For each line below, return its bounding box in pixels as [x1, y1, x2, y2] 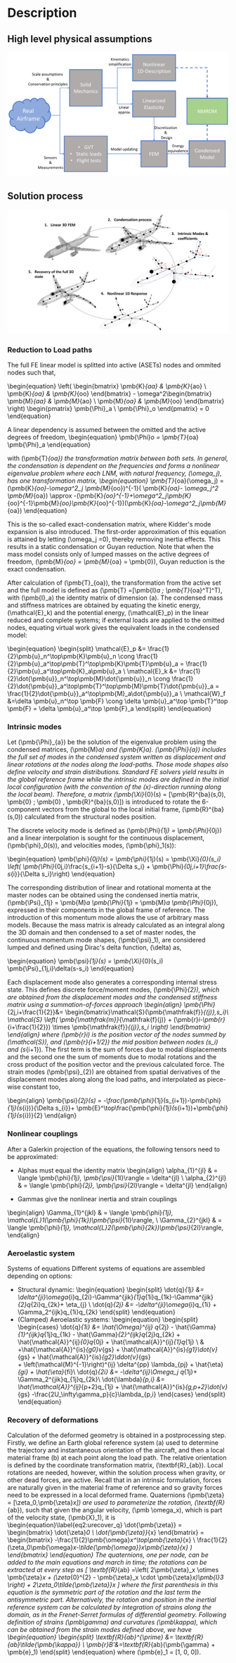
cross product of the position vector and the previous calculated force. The [7, 1061, 225, 1069]
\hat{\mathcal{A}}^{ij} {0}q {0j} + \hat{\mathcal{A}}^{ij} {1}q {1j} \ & [17, 1338, 204, 1346]
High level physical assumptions [7, 33, 152, 45]
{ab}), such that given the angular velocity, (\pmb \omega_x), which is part [7, 1506, 223, 1515]
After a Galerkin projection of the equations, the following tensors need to [7, 1145, 220, 1153]
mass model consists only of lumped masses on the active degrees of [7, 550, 209, 559]
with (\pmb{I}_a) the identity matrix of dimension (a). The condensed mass [7, 593, 223, 602]
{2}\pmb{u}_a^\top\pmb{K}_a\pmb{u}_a [7, 667, 122, 676]
